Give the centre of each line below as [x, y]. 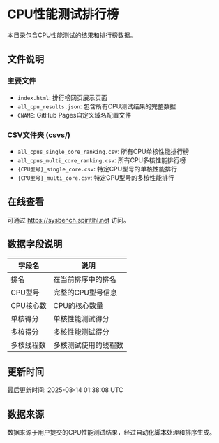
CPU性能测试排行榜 [63, 14]
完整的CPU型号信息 [85, 293]
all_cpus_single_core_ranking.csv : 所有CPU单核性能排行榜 [103, 151]
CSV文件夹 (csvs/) [39, 135]
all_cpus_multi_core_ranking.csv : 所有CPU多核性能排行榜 [101, 160]
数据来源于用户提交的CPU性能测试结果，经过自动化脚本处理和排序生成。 [112, 433]
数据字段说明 [35, 245]
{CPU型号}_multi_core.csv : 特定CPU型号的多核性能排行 [96, 177]
